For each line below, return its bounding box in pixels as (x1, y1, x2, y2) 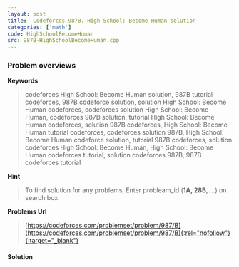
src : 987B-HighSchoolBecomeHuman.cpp (7, 37, 120, 44)
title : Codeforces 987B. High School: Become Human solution (7, 17, 196, 24)
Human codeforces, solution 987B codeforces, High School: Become (24, 120, 228, 129)
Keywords (7, 76, 39, 85)
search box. (24, 194, 60, 202)
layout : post (7, 10, 46, 18)
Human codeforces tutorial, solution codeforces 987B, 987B (24, 151, 202, 159)
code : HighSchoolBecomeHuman (7, 30, 94, 38)
